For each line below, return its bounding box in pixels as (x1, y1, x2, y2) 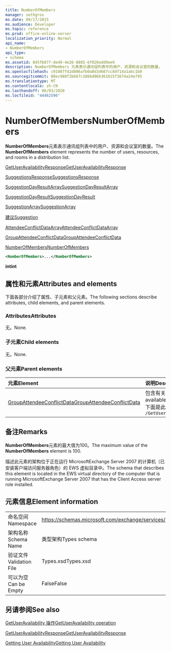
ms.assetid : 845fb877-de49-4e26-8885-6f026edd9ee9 (5, 60, 115, 65)
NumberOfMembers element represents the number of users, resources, (5, 149, 159, 155)
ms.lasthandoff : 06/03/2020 (5, 88, 65, 93)
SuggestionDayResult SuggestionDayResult (5, 194, 96, 200)
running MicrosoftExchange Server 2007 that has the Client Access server (5, 475, 161, 482)
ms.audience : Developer (5, 21, 56, 27)
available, (145, 396, 168, 403)
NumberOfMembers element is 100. (5, 447, 81, 454)
